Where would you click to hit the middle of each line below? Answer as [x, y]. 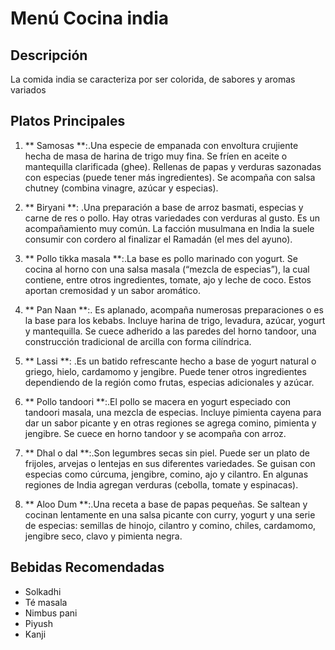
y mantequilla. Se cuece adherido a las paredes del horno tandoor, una [170, 331]
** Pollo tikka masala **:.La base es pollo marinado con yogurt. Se [161, 258]
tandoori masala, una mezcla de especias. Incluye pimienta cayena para [173, 412]
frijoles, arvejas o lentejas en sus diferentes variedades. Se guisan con [170, 463]
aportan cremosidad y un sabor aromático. [112, 290]
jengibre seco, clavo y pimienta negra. [103, 536]
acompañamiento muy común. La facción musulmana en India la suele [169, 228]
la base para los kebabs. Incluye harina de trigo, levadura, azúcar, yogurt [175, 320]
